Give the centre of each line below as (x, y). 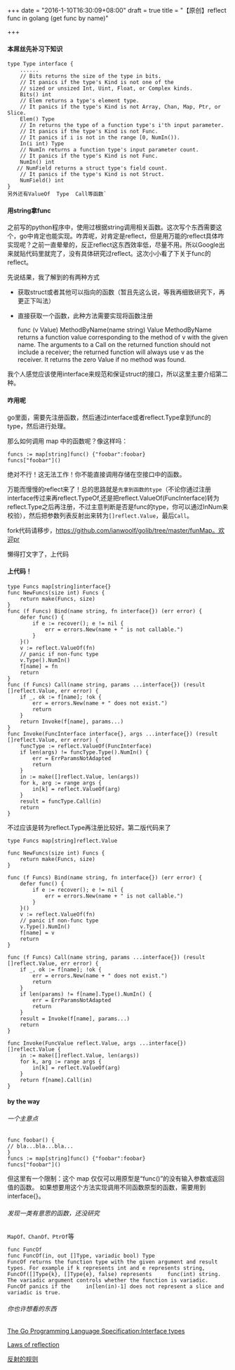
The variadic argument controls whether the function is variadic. (108, 1280)
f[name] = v (37, 932)
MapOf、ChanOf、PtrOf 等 (41, 1236)
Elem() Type (37, 119)
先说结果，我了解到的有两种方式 (53, 277)
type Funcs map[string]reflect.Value (62, 841)
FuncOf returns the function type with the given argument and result (113, 1262)
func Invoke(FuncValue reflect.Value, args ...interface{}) (97, 1043)
